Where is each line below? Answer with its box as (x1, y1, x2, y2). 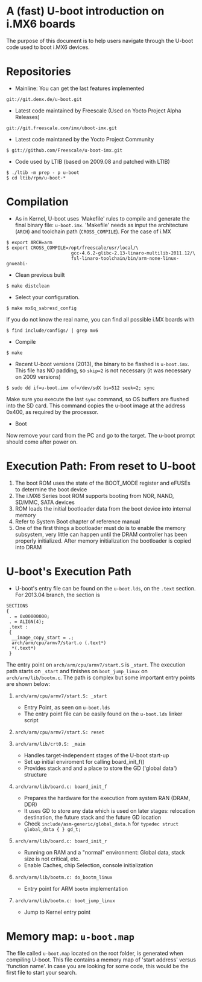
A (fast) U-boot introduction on (6, 4, 165, 18)
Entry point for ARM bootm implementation (24, 885, 128, 892)
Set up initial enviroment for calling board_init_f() (24, 758, 145, 765)
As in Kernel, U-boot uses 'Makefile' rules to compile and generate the (14, 215, 190, 222)
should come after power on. (6, 438, 78, 445)
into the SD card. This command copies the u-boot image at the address (6, 402, 186, 409)
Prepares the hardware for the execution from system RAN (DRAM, (24, 794, 191, 801)
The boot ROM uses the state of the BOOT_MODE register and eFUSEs (14, 479, 191, 486)
